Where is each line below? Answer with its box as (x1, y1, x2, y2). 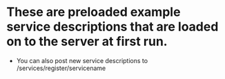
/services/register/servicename (16, 64, 106, 72)
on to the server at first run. (6, 34, 168, 49)
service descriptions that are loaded (6, 19, 219, 35)
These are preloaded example (6, 4, 181, 20)
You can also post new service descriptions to (16, 56, 148, 64)
